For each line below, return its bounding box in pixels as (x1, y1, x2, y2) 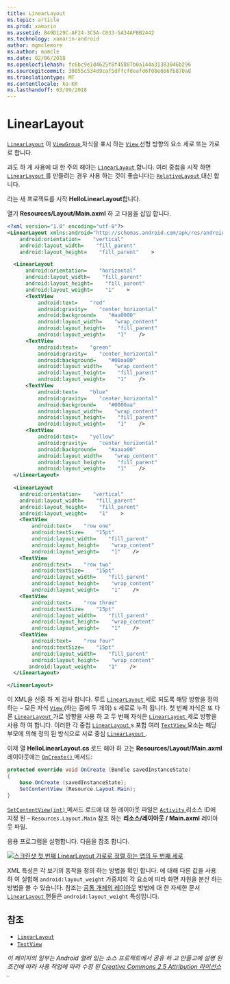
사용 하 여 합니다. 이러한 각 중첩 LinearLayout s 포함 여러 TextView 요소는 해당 (7, 721, 217, 729)
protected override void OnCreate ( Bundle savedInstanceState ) (7, 766, 192, 773)
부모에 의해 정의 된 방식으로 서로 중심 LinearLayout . (7, 729, 148, 738)
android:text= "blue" (37, 389, 109, 396)
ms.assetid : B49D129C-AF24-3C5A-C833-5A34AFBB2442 (7, 29, 155, 36)
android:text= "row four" (31, 638, 115, 645)
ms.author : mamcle (7, 49, 60, 56)
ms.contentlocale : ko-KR (7, 80, 78, 87)
